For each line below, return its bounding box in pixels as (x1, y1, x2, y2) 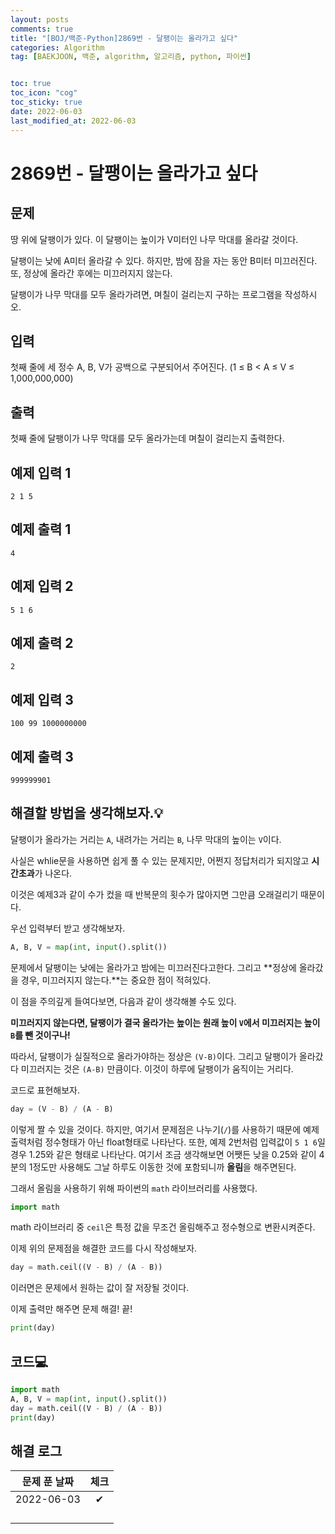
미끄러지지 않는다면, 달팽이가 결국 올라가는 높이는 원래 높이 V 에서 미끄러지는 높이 (10, 1016, 321, 1028)
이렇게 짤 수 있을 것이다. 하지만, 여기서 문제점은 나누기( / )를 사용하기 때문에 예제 (10, 1123, 320, 1135)
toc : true (10, 79, 52, 89)
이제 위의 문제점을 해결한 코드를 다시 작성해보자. (10, 1242, 198, 1255)
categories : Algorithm (10, 42, 105, 53)
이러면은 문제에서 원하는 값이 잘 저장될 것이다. (10, 1282, 190, 1294)
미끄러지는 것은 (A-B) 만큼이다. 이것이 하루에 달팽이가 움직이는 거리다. (20, 1062, 294, 1075)
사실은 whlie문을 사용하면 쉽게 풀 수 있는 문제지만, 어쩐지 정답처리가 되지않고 (10, 854, 310, 866)
